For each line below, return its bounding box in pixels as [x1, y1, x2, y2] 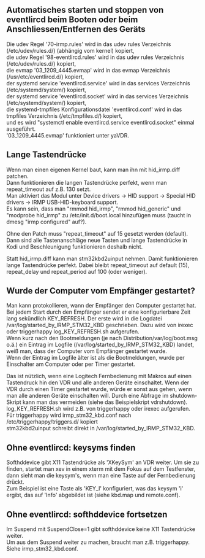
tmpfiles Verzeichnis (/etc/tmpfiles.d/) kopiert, [6, 112, 123, 119]
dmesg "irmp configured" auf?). [6, 218, 87, 225]
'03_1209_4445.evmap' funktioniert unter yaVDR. [6, 131, 130, 139]
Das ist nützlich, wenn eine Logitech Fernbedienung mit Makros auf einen [6, 373, 192, 380]
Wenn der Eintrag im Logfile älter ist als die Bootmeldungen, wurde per [6, 354, 185, 362]
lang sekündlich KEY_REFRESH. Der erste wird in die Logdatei [6, 315, 162, 322]
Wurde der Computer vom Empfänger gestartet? [6, 285, 196, 296]
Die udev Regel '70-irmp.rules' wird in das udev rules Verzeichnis [6, 40, 171, 48]
